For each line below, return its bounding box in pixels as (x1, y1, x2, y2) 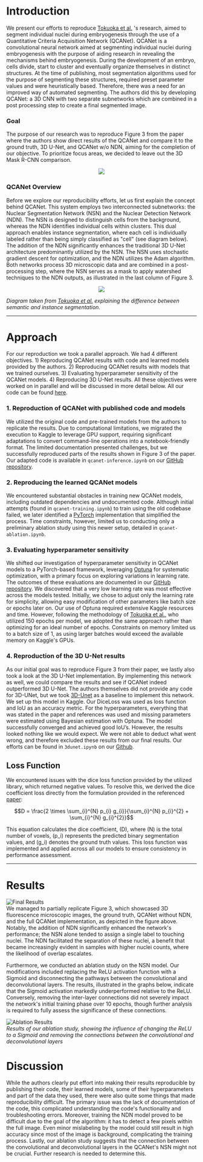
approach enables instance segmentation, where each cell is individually (6, 229, 187, 236)
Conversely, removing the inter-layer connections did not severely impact (6, 994, 189, 1001)
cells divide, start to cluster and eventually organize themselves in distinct (6, 62, 190, 70)
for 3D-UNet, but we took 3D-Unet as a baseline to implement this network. (6, 691, 195, 698)
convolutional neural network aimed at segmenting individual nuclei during (6, 44, 192, 51)
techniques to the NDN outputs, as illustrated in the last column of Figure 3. (6, 274, 194, 281)
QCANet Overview (6, 183, 62, 192)
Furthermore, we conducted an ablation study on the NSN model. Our (6, 962, 179, 969)
